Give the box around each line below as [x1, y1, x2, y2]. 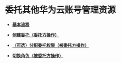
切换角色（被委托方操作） [12, 52, 64, 59]
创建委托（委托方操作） [12, 32, 59, 38]
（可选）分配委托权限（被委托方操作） [12, 42, 89, 48]
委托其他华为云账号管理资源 [5, 4, 116, 16]
